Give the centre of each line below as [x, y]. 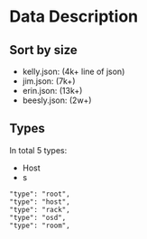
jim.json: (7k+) [49, 81]
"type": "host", [40, 202]
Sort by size [44, 50]
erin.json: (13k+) [52, 91]
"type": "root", [40, 194]
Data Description [74, 17]
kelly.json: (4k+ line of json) [73, 71]
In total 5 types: [38, 150]
